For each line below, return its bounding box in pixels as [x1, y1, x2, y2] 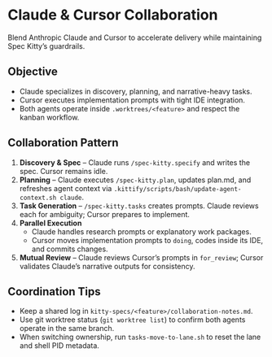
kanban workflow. [19, 112, 80, 122]
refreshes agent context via [19, 183, 112, 193]
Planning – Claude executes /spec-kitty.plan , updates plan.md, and [19, 175, 252, 185]
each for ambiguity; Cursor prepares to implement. [19, 209, 191, 219]
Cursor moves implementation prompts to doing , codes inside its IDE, [31, 235, 264, 245]
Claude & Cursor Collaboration [7, 6, 218, 24]
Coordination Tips [7, 285, 101, 298]
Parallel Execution [19, 218, 82, 228]
